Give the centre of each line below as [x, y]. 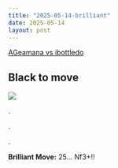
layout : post [29, 30]
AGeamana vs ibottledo [46, 53]
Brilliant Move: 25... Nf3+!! [52, 157]
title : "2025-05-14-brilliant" [59, 15]
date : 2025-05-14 [37, 23]
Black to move [44, 77]
